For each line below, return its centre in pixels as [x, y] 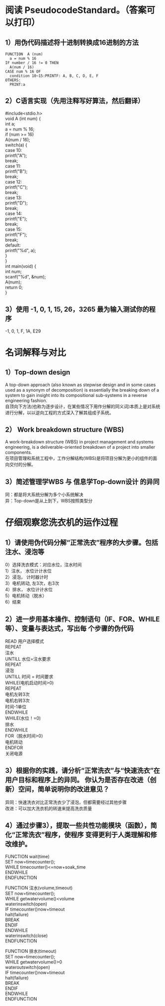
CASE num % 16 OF [23, 71]
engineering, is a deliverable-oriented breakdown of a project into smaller [80, 447]
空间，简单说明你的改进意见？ [64, 789]
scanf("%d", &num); [26, 276]
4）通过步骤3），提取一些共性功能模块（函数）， [78, 826]
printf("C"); [17, 187]
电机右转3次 [17, 701]
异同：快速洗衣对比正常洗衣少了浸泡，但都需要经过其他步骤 [66, 802]
